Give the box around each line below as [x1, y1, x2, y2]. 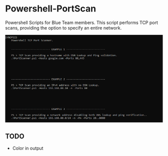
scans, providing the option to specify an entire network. [5, 24, 122, 30]
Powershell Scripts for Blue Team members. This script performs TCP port [5, 19, 158, 25]
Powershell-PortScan [5, 3, 96, 14]
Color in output [12, 145, 43, 151]
